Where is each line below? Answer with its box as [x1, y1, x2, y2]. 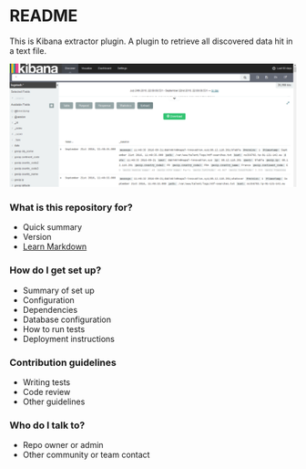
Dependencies [22, 304, 78, 315]
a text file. [9, 45, 47, 56]
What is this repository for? [9, 201, 134, 214]
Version [22, 232, 52, 243]
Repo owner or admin [22, 440, 104, 451]
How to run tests [22, 323, 86, 334]
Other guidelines [22, 396, 86, 407]
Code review [22, 386, 71, 397]
